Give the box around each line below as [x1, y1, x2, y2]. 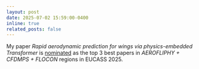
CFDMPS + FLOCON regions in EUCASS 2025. [6, 56, 123, 63]
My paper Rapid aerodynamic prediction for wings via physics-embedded [6, 43, 193, 50]
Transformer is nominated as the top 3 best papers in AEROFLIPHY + [6, 49, 180, 57]
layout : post [6, 9, 40, 15]
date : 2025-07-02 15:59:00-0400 [6, 15, 89, 21]
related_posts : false [6, 26, 62, 32]
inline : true [6, 20, 40, 26]
